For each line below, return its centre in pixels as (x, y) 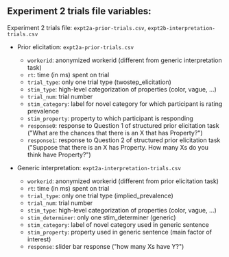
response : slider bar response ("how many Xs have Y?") (106, 246)
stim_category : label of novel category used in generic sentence (118, 224)
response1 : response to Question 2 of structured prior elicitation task (124, 140)
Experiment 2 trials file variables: (79, 11)
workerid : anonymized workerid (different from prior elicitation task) (123, 181)
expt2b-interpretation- (181, 28)
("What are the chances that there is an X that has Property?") (115, 133)
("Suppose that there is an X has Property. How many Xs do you (118, 147)
